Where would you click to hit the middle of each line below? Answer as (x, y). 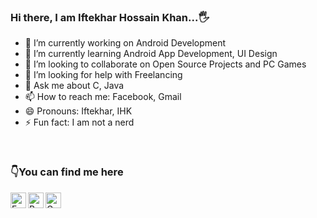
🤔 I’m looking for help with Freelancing (103, 75)
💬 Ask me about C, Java (74, 86)
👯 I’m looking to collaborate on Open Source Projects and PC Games (165, 64)
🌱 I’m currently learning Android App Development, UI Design (151, 54)
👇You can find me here (67, 172)
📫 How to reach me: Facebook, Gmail (103, 97)
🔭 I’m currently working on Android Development (125, 43)
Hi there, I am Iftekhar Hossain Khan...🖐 (110, 17)
